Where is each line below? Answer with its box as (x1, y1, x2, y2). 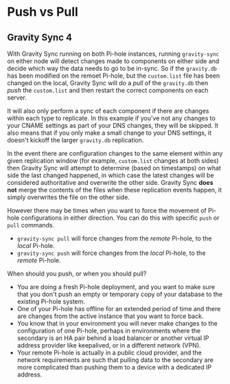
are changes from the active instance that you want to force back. (16, 312, 204, 320)
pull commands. (7, 221, 55, 229)
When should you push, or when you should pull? (7, 269, 147, 278)
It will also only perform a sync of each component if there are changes (7, 107, 209, 115)
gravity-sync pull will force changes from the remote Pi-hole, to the (16, 234, 212, 242)
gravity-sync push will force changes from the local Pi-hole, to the (16, 249, 206, 257)
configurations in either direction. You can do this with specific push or (21, 214, 220, 222)
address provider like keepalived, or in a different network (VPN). (16, 341, 201, 349)
